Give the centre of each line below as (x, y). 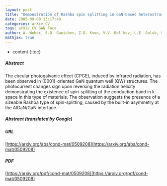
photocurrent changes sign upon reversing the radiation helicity (70, 86)
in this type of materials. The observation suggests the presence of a (90, 97)
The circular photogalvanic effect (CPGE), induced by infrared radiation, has (83, 76)
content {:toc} (27, 52)
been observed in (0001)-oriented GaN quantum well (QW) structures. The (82, 81)
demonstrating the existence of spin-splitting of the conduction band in (78, 92)
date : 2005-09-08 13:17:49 (33, 19)
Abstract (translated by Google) (39, 119)
